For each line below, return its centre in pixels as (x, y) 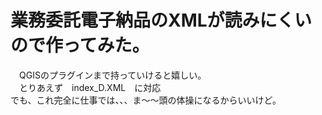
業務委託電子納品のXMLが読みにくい (161, 20)
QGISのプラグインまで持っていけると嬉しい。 (112, 75)
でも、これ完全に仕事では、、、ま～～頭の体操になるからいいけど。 (146, 100)
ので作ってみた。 (80, 45)
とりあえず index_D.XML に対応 (90, 87)
